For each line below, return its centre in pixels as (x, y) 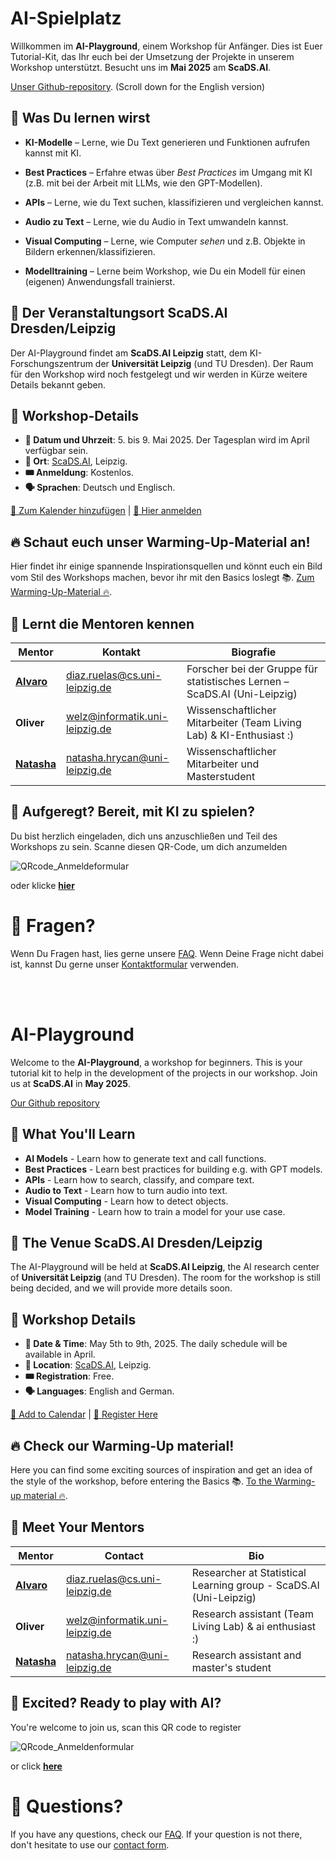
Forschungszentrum (51, 363)
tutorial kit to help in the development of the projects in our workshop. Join (164, 1073)
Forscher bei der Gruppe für (252, 669)
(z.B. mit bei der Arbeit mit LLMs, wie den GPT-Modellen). (143, 183)
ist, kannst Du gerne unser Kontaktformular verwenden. (125, 964)
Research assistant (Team (252, 1614)
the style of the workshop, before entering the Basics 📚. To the (141, 1481)
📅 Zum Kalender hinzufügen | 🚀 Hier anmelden (106, 511)
